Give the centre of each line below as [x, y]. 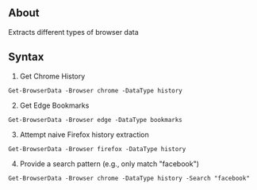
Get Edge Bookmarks [54, 105]
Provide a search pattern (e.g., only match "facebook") [109, 163]
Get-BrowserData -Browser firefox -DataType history [97, 149]
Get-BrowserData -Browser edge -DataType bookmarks [95, 120]
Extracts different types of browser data [73, 32]
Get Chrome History [52, 76]
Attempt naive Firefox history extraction [84, 135]
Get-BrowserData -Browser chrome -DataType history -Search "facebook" [129, 178]
